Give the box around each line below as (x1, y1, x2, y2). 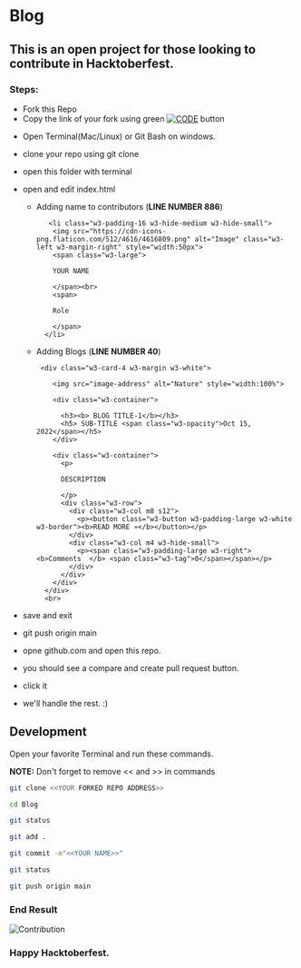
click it (22, 680, 48, 691)
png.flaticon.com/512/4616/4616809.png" (35, 234, 191, 243)
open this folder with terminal (22, 165, 133, 177)
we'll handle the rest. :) (22, 697, 109, 708)
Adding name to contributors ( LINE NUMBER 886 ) (35, 201, 224, 212)
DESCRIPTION (60, 474, 106, 484)
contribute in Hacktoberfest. (9, 55, 174, 71)
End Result (9, 903, 58, 915)
